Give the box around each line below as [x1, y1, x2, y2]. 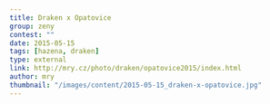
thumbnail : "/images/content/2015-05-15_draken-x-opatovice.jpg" [9, 80, 262, 90]
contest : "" [9, 30, 55, 39]
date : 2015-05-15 [9, 38, 75, 48]
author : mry [9, 72, 55, 81]
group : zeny [9, 22, 55, 31]
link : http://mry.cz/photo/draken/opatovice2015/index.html [9, 64, 243, 73]
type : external [9, 55, 67, 64]
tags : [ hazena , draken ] [9, 47, 100, 56]
